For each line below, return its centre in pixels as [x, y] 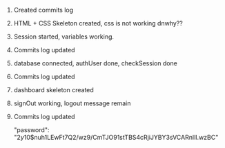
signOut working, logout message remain [72, 103]
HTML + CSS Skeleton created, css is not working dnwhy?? [98, 23]
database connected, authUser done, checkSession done [96, 63]
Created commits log [43, 10]
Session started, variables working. [64, 36]
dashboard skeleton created [54, 90]
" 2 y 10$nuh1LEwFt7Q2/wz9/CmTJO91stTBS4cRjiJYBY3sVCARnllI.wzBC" [116, 137]
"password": [31, 130]
